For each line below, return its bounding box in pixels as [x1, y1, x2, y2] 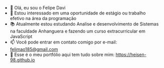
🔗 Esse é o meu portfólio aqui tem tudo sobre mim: [10, 51, 115, 57]
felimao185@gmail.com [10, 46, 58, 52]
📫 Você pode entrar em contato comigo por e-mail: [10, 39, 117, 45]
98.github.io [10, 57, 35, 62]
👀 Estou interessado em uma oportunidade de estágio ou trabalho [10, 10, 146, 16]
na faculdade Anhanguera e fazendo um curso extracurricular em [10, 28, 145, 34]
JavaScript [10, 33, 33, 39]
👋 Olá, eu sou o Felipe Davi [10, 5, 66, 10]
